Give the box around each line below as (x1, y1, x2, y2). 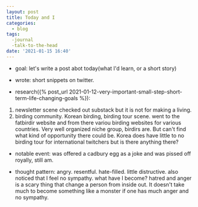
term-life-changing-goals (14, 94, 78, 101)
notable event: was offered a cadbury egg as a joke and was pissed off (14, 150, 191, 157)
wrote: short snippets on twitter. (14, 76, 94, 83)
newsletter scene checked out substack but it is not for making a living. (14, 106, 192, 113)
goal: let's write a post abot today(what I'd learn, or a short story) (14, 65, 177, 72)
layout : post (6, 8, 39, 15)
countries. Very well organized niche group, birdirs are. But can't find (14, 125, 187, 133)
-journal (11, 37, 34, 43)
